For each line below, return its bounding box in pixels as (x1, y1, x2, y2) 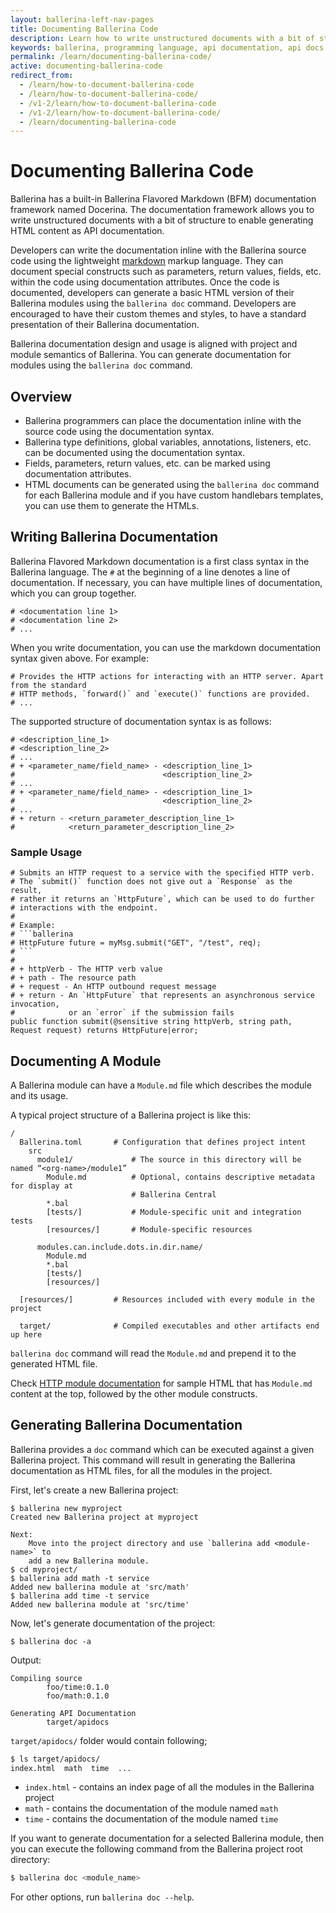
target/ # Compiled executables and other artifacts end (19, 1321, 320, 1331)
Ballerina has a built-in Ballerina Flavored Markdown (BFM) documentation (10, 193, 317, 205)
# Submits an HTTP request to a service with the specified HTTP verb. (10, 868, 315, 878)
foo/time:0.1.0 (46, 1682, 110, 1692)
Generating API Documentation (10, 1708, 137, 1718)
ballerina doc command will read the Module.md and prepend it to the (10, 1347, 297, 1359)
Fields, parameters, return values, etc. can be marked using (24, 457, 271, 469)
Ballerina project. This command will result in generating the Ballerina (10, 1454, 296, 1466)
